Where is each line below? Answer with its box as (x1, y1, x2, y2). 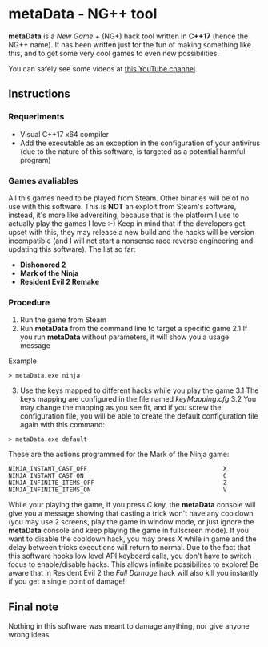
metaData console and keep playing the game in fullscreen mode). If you (8, 526, 250, 536)
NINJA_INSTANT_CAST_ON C (8, 472, 227, 480)
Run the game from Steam (19, 315, 106, 325)
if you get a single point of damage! (8, 576, 126, 586)
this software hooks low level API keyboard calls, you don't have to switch (8, 551, 252, 561)
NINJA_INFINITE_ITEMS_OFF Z (8, 479, 227, 487)
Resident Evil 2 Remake (19, 277, 100, 286)
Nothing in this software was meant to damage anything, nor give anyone (8, 621, 250, 631)
